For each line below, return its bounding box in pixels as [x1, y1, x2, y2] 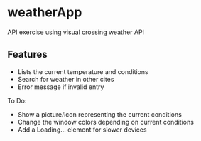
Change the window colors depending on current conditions [17, 117, 194, 126]
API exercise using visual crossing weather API [7, 28, 144, 36]
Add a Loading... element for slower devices [17, 125, 147, 134]
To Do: [7, 96, 27, 105]
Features [7, 48, 48, 61]
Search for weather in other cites [17, 75, 114, 83]
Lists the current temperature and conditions [17, 67, 149, 75]
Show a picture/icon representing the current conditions [17, 110, 183, 118]
